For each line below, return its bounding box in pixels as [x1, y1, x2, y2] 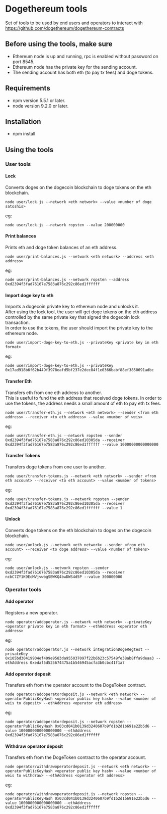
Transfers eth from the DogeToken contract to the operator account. [5, 754, 146, 760]
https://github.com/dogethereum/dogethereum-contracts [5, 25, 124, 31]
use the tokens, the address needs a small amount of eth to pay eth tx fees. [5, 400, 161, 406]
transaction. [5, 319, 30, 326]
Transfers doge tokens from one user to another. [5, 463, 106, 470]
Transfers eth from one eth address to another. [5, 390, 102, 396]
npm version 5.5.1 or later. [12, 97, 66, 104]
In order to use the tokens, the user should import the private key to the [5, 325, 153, 331]
